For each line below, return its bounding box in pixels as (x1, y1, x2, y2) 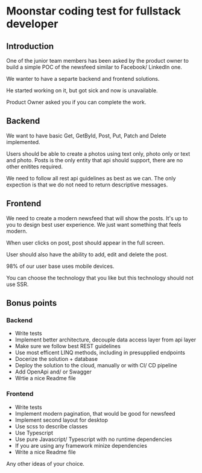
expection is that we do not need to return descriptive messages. (6, 181, 168, 188)
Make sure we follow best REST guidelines (14, 343, 121, 350)
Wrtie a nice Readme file (14, 375, 77, 382)
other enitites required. (6, 163, 63, 170)
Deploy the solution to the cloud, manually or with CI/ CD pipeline (14, 362, 177, 369)
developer (6, 17, 58, 31)
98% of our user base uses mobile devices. (6, 262, 115, 270)
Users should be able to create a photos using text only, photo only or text (6, 150, 191, 157)
